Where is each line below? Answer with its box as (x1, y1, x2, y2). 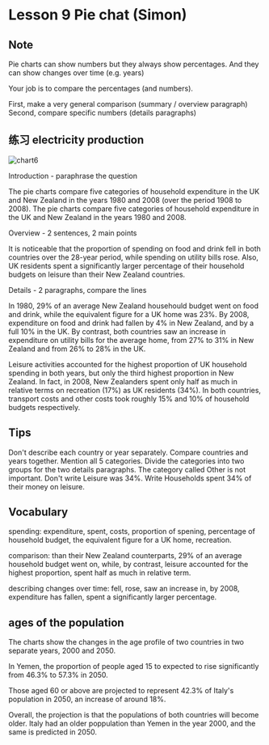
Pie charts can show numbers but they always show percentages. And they (8, 59, 259, 69)
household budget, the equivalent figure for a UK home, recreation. (8, 535, 232, 545)
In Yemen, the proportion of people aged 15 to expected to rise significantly (8, 662, 259, 671)
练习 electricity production (8, 133, 145, 147)
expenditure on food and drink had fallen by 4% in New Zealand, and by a (8, 318, 254, 328)
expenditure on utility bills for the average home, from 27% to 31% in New (8, 335, 254, 345)
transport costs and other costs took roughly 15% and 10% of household (8, 394, 250, 404)
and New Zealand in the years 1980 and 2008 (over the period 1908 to (8, 195, 242, 205)
